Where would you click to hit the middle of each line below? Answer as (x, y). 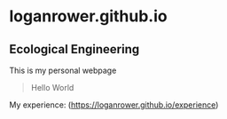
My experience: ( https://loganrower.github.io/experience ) (114, 105)
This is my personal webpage (63, 70)
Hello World (52, 87)
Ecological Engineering (74, 49)
